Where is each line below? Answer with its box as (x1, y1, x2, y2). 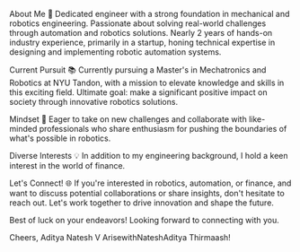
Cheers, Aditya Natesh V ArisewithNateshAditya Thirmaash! (9, 232, 231, 242)
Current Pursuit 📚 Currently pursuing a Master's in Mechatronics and (9, 65, 267, 75)
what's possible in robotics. (9, 133, 111, 143)
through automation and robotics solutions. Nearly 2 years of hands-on (9, 28, 273, 38)
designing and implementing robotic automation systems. (9, 47, 222, 57)
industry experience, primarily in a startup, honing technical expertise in (9, 37, 276, 48)
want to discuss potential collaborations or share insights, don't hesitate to (9, 188, 285, 198)
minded (9, 124, 38, 134)
